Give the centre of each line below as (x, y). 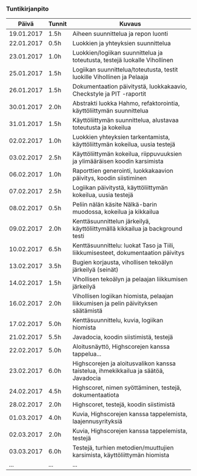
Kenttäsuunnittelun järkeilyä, (111, 222)
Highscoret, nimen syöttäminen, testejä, (127, 387)
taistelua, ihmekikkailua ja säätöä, (118, 371)
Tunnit (58, 24)
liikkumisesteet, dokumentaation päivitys (128, 253)
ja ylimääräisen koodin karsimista (118, 161)
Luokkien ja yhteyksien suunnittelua (122, 43)
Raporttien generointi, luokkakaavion (123, 171)
